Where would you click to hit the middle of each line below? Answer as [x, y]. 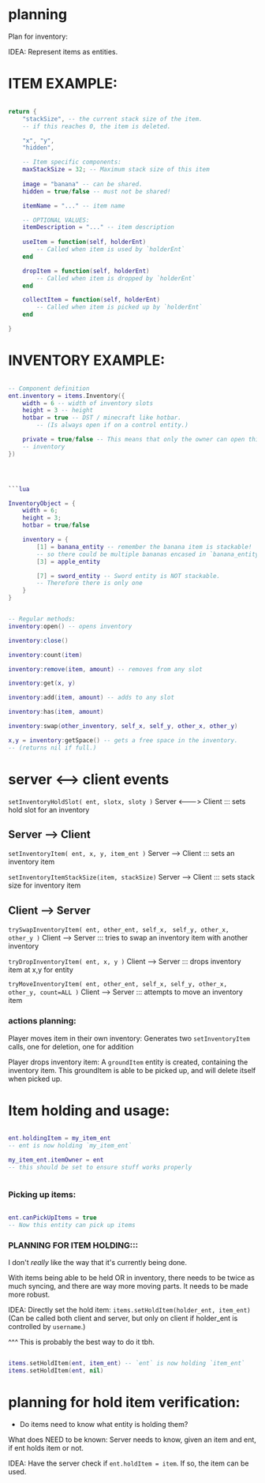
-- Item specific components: [72, 162]
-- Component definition [49, 389]
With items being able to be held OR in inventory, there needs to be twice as [131, 1278]
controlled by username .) [47, 1327]
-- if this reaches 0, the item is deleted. [97, 126]
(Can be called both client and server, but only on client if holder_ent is [123, 1318]
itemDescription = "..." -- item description [99, 227]
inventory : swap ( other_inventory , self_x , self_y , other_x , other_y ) [123, 726]
